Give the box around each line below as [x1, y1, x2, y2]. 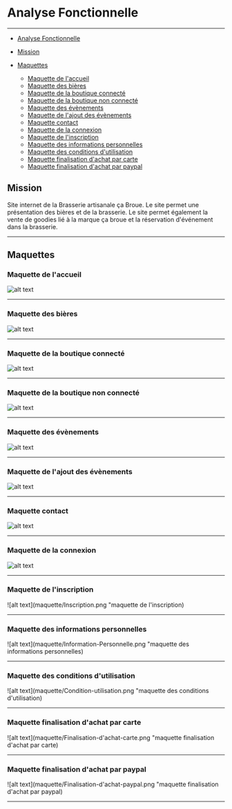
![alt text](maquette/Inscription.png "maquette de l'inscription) [7, 601, 184, 609]
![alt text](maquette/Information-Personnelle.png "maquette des [7, 640, 190, 648]
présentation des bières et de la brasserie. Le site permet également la [7, 208, 209, 216]
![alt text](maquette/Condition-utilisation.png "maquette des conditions [7, 687, 209, 695]
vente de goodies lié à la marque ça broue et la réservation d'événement [7, 215, 213, 224]
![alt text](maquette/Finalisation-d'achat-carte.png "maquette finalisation [7, 733, 215, 741]
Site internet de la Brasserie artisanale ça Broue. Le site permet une [7, 200, 199, 208]
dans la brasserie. [7, 222, 58, 231]
